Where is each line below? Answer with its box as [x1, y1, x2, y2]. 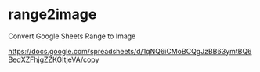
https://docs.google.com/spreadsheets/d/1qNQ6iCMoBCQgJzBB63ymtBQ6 [8, 46, 252, 56]
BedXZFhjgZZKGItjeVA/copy [8, 55, 99, 64]
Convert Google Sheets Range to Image [8, 31, 136, 41]
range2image [8, 5, 97, 23]
